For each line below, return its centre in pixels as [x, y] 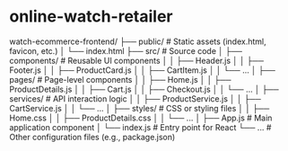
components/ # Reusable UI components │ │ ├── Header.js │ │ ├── [137, 60]
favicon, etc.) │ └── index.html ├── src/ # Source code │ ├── [126, 50]
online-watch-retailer [91, 17]
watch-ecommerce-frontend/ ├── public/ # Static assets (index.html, [138, 41]
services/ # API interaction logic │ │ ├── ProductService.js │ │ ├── [135, 98]
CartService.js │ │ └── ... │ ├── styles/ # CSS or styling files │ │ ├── [140, 108]
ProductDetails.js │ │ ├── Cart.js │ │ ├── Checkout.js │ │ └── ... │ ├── [144, 89]
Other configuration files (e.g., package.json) [92, 137]
